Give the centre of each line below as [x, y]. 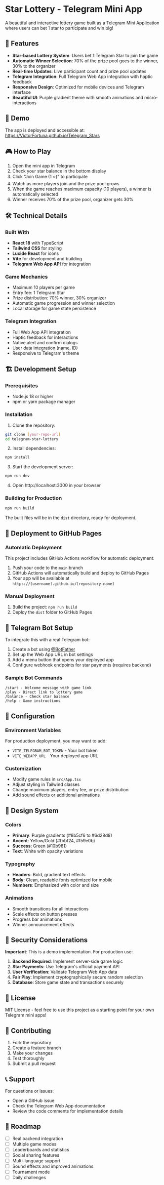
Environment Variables [33, 730]
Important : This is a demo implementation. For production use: [69, 952]
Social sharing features [36, 1155]
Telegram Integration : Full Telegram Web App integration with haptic [82, 76]
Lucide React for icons [36, 253]
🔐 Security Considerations [46, 940]
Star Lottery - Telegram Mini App [74, 9]
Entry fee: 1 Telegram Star [39, 293]
